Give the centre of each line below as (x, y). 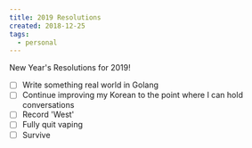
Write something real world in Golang (90, 85)
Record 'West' (48, 115)
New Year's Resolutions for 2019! (70, 68)
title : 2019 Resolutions (55, 17)
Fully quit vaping (52, 125)
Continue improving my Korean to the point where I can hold (132, 95)
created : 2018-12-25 (48, 26)
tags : (19, 34)
